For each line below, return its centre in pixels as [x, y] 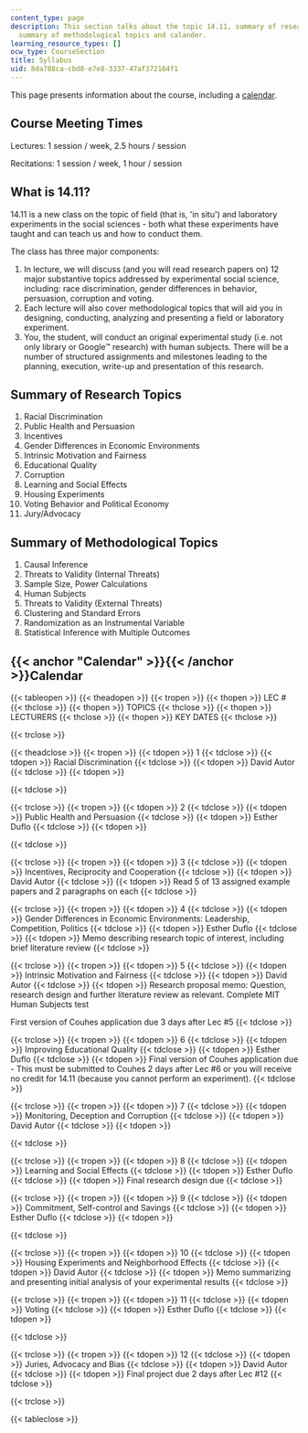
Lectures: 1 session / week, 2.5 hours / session [98, 145]
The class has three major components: [85, 251]
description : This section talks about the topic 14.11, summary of [143, 27]
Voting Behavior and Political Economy [96, 504]
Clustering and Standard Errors [82, 613]
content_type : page [48, 18]
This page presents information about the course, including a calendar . [144, 95]
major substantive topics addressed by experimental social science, [151, 279]
